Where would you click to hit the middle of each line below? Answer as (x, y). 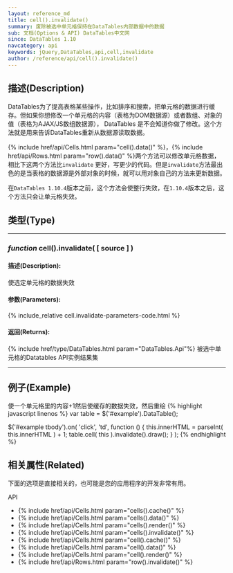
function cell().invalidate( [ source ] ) (71, 248)
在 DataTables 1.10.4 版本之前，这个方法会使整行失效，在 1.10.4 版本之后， (113, 188)
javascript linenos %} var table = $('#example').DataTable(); (93, 413)
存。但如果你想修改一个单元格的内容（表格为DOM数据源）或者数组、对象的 (115, 115)
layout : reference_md (39, 13)
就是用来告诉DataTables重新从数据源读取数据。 (81, 132)
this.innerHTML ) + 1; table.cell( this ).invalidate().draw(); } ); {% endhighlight (117, 434)
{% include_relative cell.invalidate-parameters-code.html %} (94, 315)
